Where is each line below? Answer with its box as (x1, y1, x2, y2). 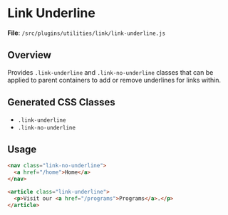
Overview (7, 49, 52, 61)
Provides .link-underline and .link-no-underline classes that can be (7, 68, 214, 76)
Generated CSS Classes (7, 96, 115, 108)
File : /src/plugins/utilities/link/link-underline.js (7, 28, 166, 37)
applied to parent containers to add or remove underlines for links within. (7, 75, 222, 84)
